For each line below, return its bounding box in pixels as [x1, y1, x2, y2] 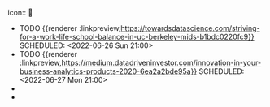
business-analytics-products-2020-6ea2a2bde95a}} [19, 66, 198, 76]
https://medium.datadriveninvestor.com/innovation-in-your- [61, 58, 262, 67]
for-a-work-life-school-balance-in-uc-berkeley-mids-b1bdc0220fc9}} [19, 32, 255, 41]
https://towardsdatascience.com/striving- [120, 24, 261, 32]
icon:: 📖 [7, 8, 33, 17]
